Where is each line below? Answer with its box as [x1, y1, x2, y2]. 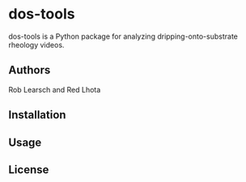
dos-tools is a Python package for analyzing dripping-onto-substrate [8, 31, 239, 41]
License [8, 163, 49, 176]
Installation [8, 108, 66, 122]
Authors [8, 64, 51, 77]
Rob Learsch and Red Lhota [8, 85, 101, 94]
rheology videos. [8, 39, 65, 49]
